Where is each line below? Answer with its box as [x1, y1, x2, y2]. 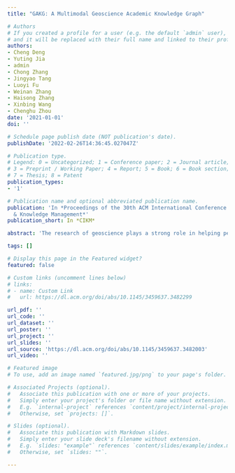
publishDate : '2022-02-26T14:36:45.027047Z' [7, 139, 139, 147]
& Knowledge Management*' [13, 211, 90, 218]
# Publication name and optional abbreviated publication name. [7, 198, 199, 205]
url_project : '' [7, 332, 55, 340]
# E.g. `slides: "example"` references [7, 442, 130, 449]
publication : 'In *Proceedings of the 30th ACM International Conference [7, 204, 227, 211]
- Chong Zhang [7, 68, 49, 76]
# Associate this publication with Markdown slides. [7, 429, 171, 437]
